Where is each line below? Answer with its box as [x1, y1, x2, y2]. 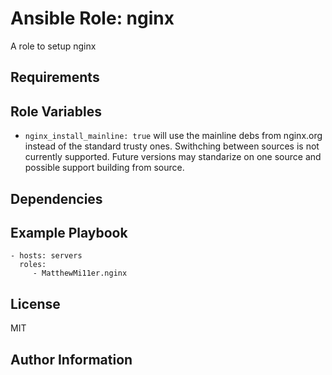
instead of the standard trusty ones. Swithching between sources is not [24, 140, 320, 152]
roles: [19, 260, 47, 270]
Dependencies [10, 190, 103, 207]
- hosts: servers [10, 251, 83, 261]
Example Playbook [10, 224, 128, 241]
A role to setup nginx [10, 40, 97, 52]
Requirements [10, 69, 100, 86]
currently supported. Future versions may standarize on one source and [24, 151, 322, 163]
